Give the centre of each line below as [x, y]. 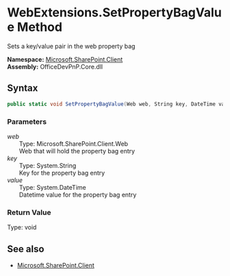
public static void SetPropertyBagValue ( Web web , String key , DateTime [111, 104]
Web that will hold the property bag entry [77, 151]
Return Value [29, 212]
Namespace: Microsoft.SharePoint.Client [65, 59]
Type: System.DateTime [53, 187]
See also [26, 249]
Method [40, 27]
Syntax [23, 88]
